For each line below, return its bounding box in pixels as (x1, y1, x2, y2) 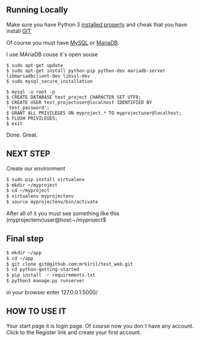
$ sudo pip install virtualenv (6, 176, 85, 182)
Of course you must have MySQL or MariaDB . (6, 39, 119, 46)
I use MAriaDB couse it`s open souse (6, 51, 98, 58)
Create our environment (6, 164, 66, 172)
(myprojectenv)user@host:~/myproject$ (6, 216, 107, 223)
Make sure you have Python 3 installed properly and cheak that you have (6, 21, 188, 28)
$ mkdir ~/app (6, 250, 42, 256)
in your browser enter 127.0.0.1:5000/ (6, 289, 98, 296)
